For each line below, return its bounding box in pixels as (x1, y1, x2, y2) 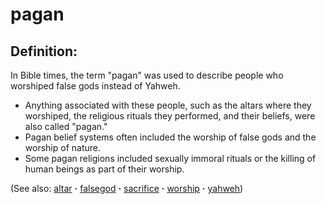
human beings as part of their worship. (24, 163, 185, 175)
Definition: (10, 43, 78, 60)
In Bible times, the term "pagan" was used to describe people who (10, 69, 284, 81)
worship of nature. (24, 142, 101, 153)
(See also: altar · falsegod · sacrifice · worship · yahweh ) (10, 183, 244, 194)
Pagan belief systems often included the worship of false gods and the (24, 131, 317, 143)
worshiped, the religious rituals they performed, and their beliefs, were (24, 110, 316, 122)
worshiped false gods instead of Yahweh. (10, 80, 181, 92)
